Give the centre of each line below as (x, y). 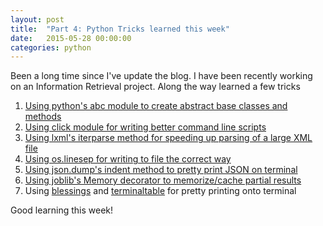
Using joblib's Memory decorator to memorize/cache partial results (163, 180)
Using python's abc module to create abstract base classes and (156, 106)
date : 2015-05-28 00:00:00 (71, 38)
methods (43, 117)
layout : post (37, 19)
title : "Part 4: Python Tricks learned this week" (120, 29)
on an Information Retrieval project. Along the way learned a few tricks (155, 87)
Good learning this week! (62, 210)
